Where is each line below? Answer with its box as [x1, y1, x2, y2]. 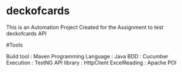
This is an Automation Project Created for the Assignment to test [6, 24, 164, 31]
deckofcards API [6, 30, 47, 37]
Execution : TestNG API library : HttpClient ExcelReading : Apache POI [6, 59, 177, 66]
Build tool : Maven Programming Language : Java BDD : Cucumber [6, 53, 169, 60]
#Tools [6, 41, 23, 48]
